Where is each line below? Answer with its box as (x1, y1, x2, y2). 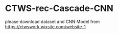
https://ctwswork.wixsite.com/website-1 (5, 23, 86, 29)
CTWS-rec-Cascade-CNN (5, 3, 114, 14)
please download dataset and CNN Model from (5, 19, 100, 24)
